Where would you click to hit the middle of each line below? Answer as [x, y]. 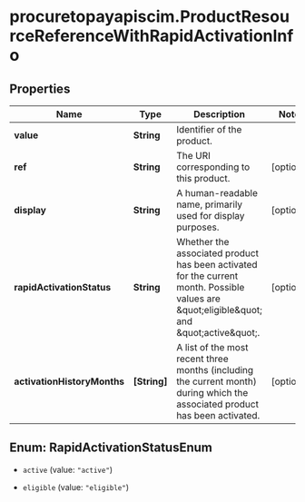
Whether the [203, 242]
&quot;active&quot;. [218, 333]
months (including [215, 370]
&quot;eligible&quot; [220, 310]
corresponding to [213, 167]
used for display [211, 216]
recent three [202, 359]
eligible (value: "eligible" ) [76, 487]
